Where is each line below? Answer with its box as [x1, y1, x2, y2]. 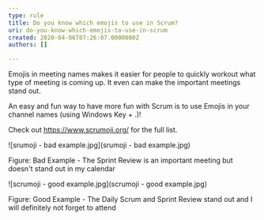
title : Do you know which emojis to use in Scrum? [8, 19, 179, 27]
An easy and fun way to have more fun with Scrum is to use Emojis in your [8, 102, 251, 111]
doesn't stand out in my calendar [8, 164, 116, 173]
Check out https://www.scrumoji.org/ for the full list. [8, 125, 178, 135]
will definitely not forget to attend [8, 203, 116, 213]
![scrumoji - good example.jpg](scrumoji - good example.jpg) [8, 179, 208, 189]
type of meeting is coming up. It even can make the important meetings [8, 78, 241, 88]
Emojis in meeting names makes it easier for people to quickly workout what [8, 69, 256, 79]
